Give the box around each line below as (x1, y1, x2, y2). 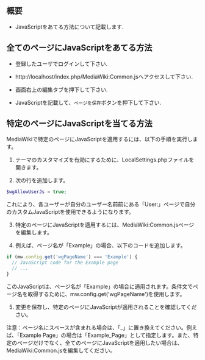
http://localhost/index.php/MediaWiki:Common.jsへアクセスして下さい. (15, 72, 193, 80)
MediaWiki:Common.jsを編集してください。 (6, 347, 116, 354)
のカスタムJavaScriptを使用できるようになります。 (6, 208, 134, 216)
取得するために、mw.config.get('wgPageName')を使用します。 (27, 290, 185, 297)
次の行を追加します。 (15, 177, 69, 184)
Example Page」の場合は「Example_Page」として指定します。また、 (19, 331, 193, 339)
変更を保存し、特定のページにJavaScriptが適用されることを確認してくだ (15, 303, 197, 311)
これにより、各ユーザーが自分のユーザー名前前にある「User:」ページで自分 (6, 200, 196, 208)
